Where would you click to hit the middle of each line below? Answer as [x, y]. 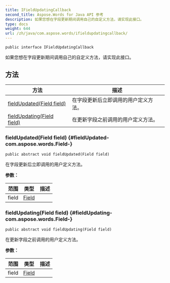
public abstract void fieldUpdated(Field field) [57, 155]
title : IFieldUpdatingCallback [38, 10]
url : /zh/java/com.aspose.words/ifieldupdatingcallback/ [67, 33]
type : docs [17, 24]
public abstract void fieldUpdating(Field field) [59, 230]
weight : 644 [18, 29]
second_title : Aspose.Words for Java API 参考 [54, 15]
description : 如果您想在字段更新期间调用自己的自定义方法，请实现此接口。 [75, 19]
